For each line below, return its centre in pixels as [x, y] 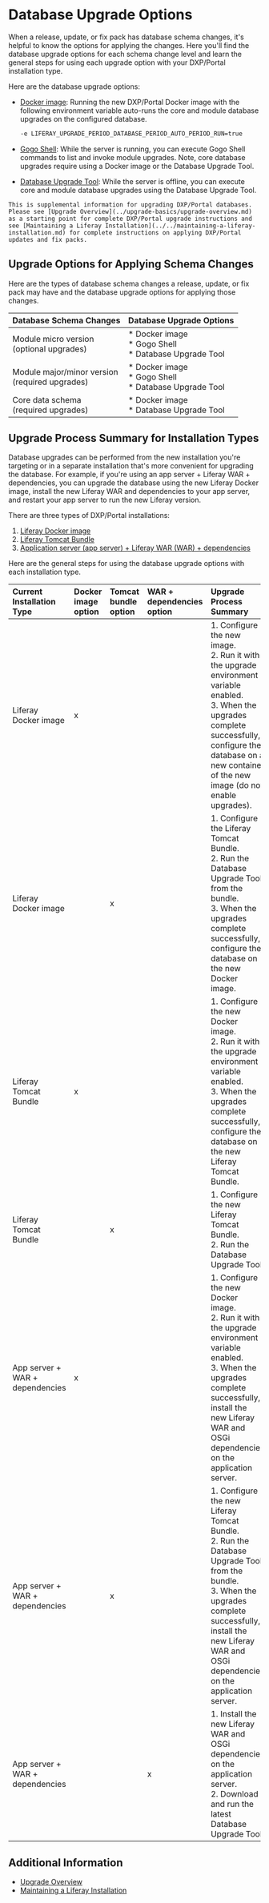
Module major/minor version [65, 371]
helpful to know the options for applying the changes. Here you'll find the [129, 45]
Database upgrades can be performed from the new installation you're [124, 457]
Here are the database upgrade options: [74, 86]
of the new [231, 776]
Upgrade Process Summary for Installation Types [134, 438]
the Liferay [231, 829]
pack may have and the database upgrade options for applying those [122, 292]
